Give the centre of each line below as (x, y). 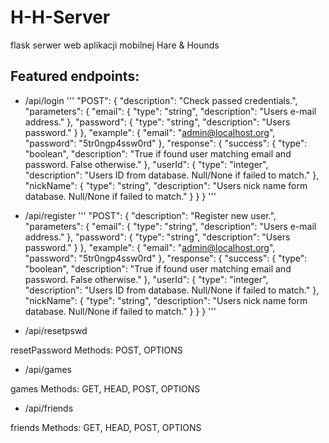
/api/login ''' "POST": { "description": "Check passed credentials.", (161, 100)
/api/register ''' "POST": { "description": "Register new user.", (150, 215)
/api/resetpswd (56, 330)
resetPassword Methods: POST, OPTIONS (96, 350)
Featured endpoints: (75, 76)
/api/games (48, 369)
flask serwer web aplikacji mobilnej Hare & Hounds (115, 45)
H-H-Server (60, 17)
